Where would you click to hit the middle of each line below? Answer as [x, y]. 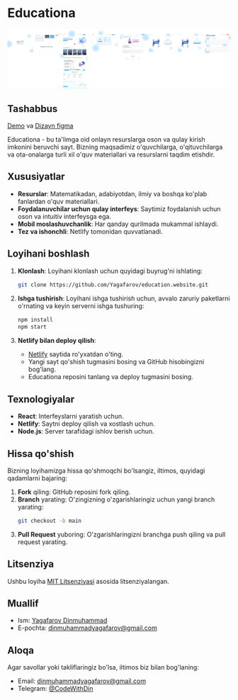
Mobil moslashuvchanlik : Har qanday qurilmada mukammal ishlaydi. [118, 224]
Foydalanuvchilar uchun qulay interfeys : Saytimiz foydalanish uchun [119, 209]
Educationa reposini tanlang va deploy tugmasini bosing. [110, 377]
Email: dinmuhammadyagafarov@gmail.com [82, 681]
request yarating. [42, 542]
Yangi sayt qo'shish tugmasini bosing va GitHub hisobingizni [116, 362]
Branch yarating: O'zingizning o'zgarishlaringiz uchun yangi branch [116, 499]
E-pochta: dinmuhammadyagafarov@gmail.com [87, 628]
